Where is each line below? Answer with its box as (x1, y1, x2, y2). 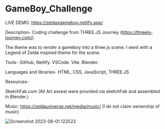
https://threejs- (121, 29, 153, 35)
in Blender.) (5, 93, 29, 99)
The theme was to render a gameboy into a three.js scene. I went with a (5, 44, 153, 50)
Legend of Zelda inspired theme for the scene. (5, 49, 101, 55)
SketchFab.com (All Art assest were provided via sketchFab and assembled (5, 88, 161, 94)
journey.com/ (5, 34, 32, 40)
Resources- (5, 78, 29, 84)
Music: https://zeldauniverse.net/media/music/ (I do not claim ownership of (5, 103, 160, 109)
